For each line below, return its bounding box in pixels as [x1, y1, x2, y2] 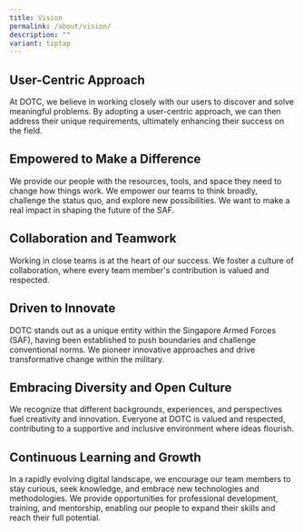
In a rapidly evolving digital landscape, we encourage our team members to [9, 474, 291, 485]
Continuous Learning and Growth [9, 449, 201, 465]
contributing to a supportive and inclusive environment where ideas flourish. [9, 423, 295, 434]
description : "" [9, 30, 71, 39]
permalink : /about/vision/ [9, 22, 112, 31]
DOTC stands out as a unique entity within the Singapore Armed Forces [9, 324, 277, 336]
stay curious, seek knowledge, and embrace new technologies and [9, 483, 260, 495]
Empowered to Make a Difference [9, 152, 201, 167]
